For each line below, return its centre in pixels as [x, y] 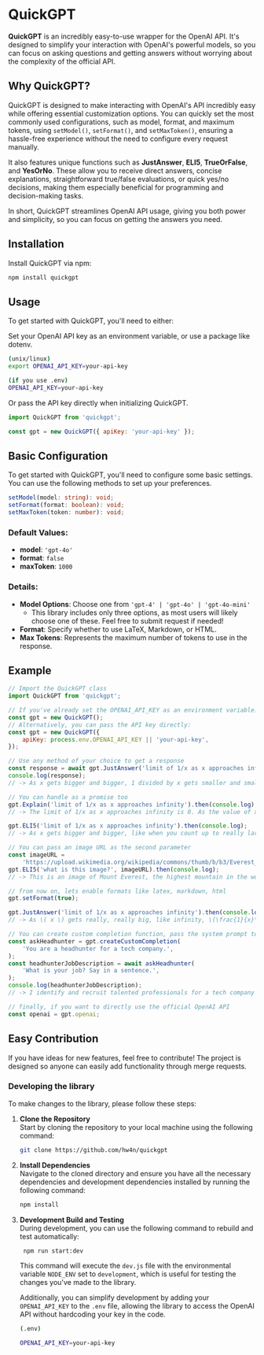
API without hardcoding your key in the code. [93, 1314]
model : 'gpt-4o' [46, 550]
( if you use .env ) [38, 380]
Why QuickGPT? [49, 86]
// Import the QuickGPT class [58, 689]
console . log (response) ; [47, 776]
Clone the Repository [55, 1119]
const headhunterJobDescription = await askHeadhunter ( [101, 963]
